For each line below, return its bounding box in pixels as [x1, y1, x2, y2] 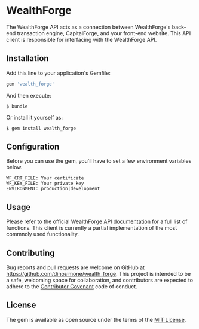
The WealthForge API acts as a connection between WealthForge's [6, 23, 171, 31]
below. [6, 164, 23, 171]
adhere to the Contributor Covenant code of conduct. [6, 283, 137, 290]
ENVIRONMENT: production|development [6, 186, 100, 192]
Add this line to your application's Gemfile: [6, 69, 111, 77]
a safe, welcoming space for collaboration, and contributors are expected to [6, 276, 193, 284]
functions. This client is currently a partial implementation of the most [6, 224, 177, 231]
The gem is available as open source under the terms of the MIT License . [6, 316, 186, 323]
